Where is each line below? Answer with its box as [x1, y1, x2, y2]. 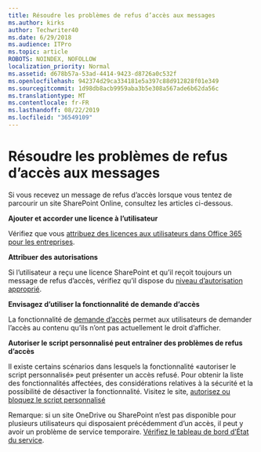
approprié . [8, 284, 42, 293]
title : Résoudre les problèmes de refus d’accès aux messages [8, 11, 216, 20]
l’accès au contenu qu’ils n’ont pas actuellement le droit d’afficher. [8, 323, 221, 332]
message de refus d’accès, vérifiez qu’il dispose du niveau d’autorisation [8, 275, 243, 285]
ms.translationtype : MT [8, 92, 86, 100]
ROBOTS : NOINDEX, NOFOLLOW [8, 56, 96, 64]
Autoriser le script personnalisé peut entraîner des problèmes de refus [8, 338, 243, 348]
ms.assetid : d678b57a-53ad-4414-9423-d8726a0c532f [8, 70, 177, 78]
